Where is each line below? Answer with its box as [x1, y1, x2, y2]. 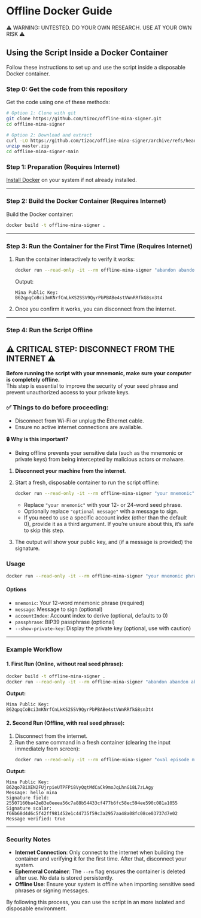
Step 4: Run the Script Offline [6, 326, 93, 334]
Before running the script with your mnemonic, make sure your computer [6, 369, 191, 376]
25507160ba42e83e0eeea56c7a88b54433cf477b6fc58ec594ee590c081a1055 [6, 800, 178, 806]
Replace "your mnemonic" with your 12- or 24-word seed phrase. [23, 501, 182, 508]
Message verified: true [6, 816, 66, 822]
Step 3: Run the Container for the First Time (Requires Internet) [6, 242, 193, 250]
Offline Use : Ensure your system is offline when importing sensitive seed [14, 881, 195, 888]
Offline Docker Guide [6, 4, 112, 18]
